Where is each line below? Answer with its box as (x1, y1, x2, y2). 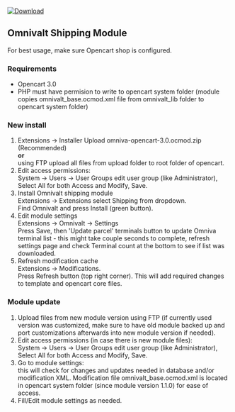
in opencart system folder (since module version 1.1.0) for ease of (17, 381, 209, 389)
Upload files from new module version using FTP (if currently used (17, 313, 212, 322)
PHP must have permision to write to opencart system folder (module (17, 87, 220, 96)
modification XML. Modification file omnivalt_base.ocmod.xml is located (17, 373, 228, 382)
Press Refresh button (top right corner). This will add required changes (17, 272, 224, 280)
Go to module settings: (17, 358, 84, 367)
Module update (7, 297, 61, 307)
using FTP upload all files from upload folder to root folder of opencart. (17, 159, 225, 167)
